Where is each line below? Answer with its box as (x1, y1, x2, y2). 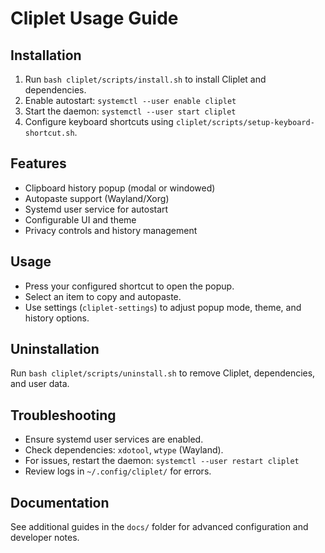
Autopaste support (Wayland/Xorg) (24, 192, 170, 204)
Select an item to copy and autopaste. (24, 290, 182, 302)
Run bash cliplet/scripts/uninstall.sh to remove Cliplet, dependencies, (10, 367, 316, 379)
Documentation (10, 494, 110, 511)
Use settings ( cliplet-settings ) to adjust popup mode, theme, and (24, 301, 302, 313)
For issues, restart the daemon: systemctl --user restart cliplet (24, 455, 300, 467)
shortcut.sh (24, 128, 75, 138)
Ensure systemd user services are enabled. (24, 433, 204, 446)
